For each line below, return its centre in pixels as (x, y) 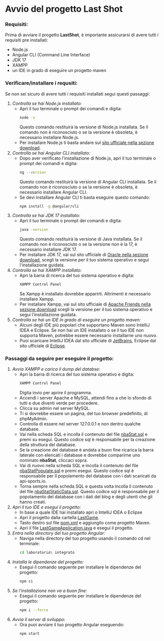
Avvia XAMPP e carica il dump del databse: (56, 369)
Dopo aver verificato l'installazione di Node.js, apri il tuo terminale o (88, 158)
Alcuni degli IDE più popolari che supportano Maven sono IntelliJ (85, 325)
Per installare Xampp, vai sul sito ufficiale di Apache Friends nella (85, 304)
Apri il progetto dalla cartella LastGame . (59, 518)
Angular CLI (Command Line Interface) (51, 55)
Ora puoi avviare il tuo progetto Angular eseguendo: (72, 624)
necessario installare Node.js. (49, 137)
